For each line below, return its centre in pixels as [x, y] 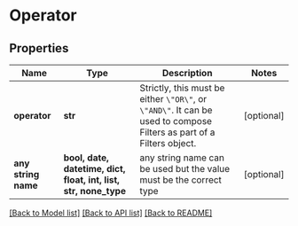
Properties [39, 48]
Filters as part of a [177, 132]
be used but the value [185, 169]
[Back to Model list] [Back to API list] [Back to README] [111, 213]
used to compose [176, 121]
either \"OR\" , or [173, 99]
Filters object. [168, 143]
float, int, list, [91, 180]
